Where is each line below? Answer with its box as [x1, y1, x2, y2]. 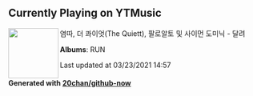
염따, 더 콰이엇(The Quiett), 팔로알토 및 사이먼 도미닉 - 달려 [59, 28, 246, 38]
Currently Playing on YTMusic [8, 6, 162, 20]
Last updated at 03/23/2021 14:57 [59, 60, 171, 70]
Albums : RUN [59, 44, 106, 54]
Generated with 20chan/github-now [8, 78, 132, 88]
